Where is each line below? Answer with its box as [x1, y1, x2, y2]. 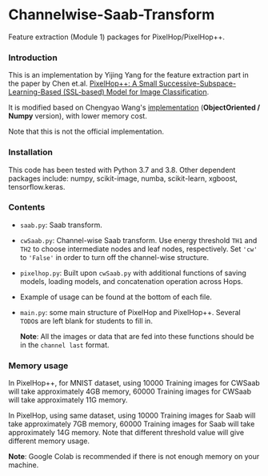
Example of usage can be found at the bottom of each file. [19, 292, 212, 302]
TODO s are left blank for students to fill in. [19, 316, 154, 326]
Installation [8, 146, 54, 158]
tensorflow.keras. [8, 182, 66, 191]
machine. [8, 460, 39, 470]
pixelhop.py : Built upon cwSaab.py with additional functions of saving [19, 268, 246, 278]
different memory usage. [8, 436, 90, 446]
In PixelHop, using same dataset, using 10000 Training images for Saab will [8, 410, 256, 421]
